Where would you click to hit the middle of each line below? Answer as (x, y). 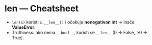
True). (18, 38)
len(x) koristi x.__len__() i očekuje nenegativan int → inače (73, 22)
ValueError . (24, 27)
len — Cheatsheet (42, 9)
